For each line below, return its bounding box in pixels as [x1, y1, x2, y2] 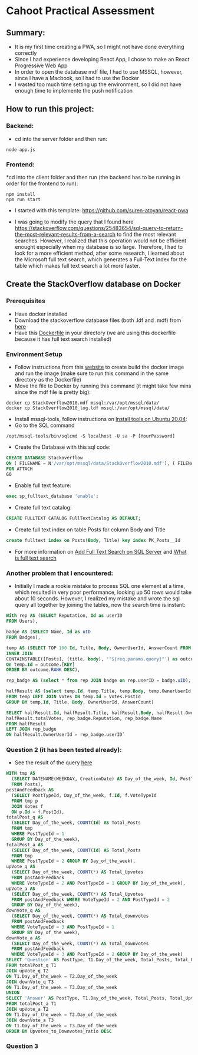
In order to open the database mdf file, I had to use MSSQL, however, [14, 68, 183, 75]
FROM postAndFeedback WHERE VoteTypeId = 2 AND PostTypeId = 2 [11, 896, 170, 903]
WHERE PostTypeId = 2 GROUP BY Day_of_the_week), [11, 858, 136, 865]
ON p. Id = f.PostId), [11, 809, 65, 815]
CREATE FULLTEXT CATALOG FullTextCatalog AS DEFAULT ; [6, 515, 141, 521]
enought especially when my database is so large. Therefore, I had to [14, 243, 183, 250]
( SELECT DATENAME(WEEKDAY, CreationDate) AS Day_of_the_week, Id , [11, 776, 178, 782]
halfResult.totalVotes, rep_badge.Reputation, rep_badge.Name [6, 715, 162, 721]
